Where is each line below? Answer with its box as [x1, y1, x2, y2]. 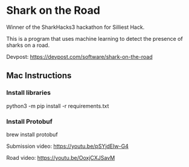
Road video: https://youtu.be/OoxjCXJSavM [6, 154, 115, 161]
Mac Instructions [6, 70, 72, 81]
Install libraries [6, 88, 51, 97]
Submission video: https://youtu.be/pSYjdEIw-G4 [6, 142, 129, 150]
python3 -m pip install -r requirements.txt [6, 102, 109, 109]
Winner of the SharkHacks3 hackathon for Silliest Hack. [6, 23, 145, 31]
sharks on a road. [6, 41, 50, 49]
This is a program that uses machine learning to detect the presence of [6, 35, 183, 42]
